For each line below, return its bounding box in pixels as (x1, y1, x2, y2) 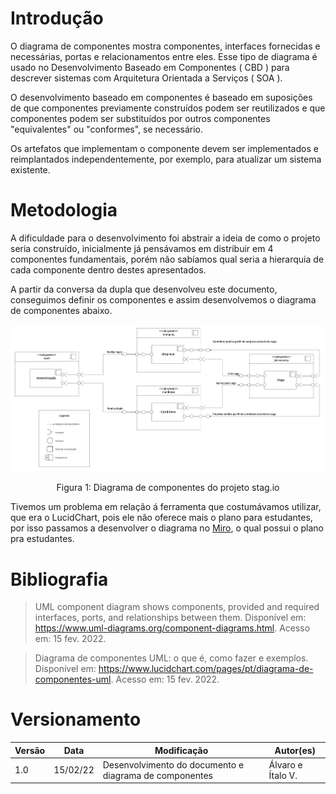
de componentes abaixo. (10, 304, 113, 316)
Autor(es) (274, 744, 317, 756)
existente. (10, 163, 51, 176)
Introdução (10, 7, 104, 30)
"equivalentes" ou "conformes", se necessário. (10, 123, 204, 135)
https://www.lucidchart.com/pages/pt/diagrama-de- (98, 663, 314, 675)
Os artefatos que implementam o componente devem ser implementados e (10, 142, 319, 154)
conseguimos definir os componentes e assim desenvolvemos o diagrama (10, 293, 317, 306)
